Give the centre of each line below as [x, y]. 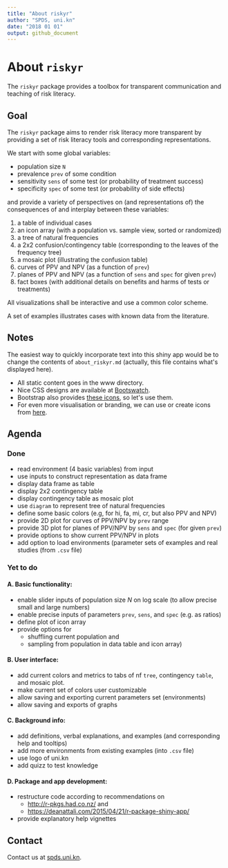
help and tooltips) [42, 743]
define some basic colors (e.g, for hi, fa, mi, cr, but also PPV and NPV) [117, 513]
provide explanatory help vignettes [67, 819]
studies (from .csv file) [50, 550]
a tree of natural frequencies [58, 237]
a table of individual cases [54, 223]
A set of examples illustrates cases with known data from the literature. [108, 316]
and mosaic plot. [41, 682]
